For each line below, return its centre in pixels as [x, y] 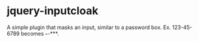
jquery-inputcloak [53, 11]
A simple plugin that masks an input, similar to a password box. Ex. [89, 27]
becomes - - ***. [40, 33]
